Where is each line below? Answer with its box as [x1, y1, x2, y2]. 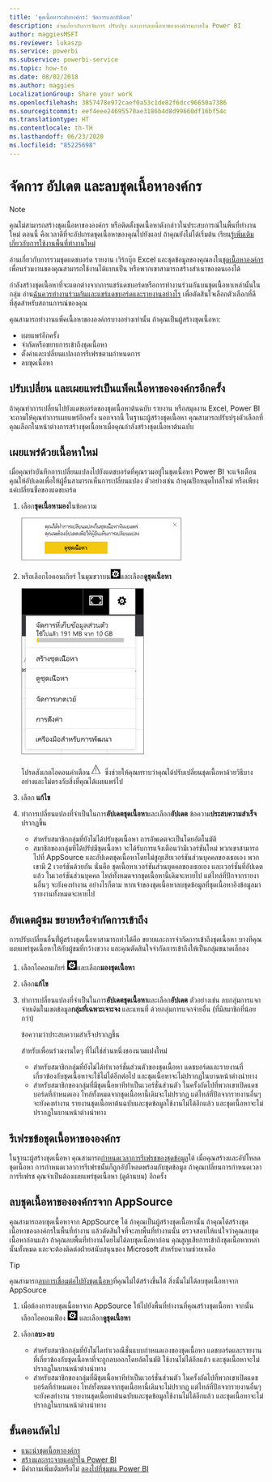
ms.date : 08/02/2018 [9, 73, 79, 81]
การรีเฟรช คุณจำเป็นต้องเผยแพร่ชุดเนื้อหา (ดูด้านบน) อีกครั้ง [9, 1171, 167, 1181]
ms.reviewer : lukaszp [9, 39, 83, 47]
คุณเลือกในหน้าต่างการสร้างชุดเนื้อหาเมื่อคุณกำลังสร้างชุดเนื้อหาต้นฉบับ [9, 421, 194, 431]
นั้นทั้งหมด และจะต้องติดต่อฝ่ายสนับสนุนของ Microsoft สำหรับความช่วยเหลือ [9, 1244, 216, 1254]
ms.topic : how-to [9, 65, 68, 73]
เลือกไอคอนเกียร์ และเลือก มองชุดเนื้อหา [20, 963, 135, 973]
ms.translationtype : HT [9, 116, 90, 124]
